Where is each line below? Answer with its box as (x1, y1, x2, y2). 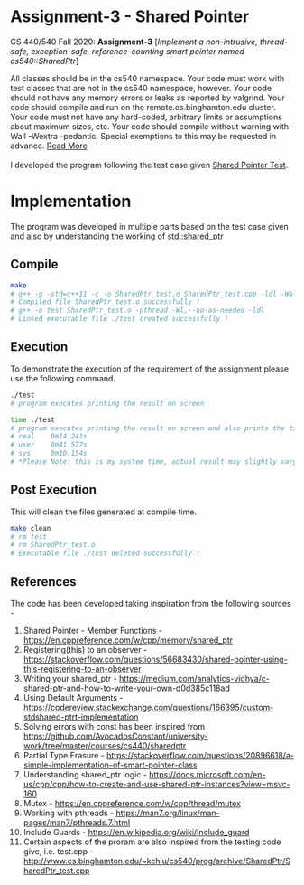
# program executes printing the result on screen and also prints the (10, 423, 285, 433)
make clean (10, 523, 51, 532)
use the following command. (10, 372, 116, 383)
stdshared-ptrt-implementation (23, 711, 139, 722)
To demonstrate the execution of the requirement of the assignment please (10, 363, 290, 374)
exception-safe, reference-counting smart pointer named (31, 45, 244, 56)
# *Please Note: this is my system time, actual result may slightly (10, 457, 278, 466)
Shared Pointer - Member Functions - (23, 626, 163, 636)
